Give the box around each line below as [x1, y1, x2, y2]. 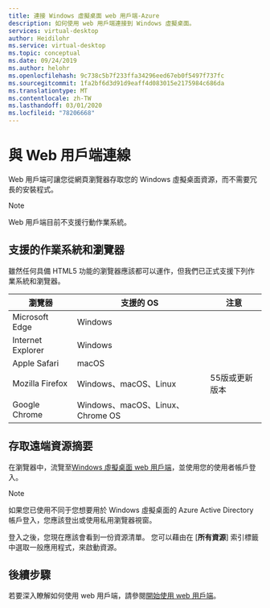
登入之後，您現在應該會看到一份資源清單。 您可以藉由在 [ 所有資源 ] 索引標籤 [8, 532, 260, 542]
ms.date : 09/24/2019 [8, 57, 78, 65]
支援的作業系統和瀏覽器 [8, 243, 125, 257]
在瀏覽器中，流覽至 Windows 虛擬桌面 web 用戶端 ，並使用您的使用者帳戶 [8, 462, 249, 472]
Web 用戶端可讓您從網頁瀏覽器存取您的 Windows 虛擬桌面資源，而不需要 [8, 174, 251, 184]
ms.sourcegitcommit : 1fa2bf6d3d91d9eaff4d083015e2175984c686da [8, 79, 225, 87]
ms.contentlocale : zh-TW [8, 94, 92, 102]
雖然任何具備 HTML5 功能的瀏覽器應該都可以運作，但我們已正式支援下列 [8, 266, 248, 275]
